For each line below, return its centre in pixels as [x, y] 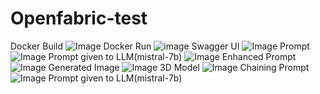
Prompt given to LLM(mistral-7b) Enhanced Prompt [172, 56]
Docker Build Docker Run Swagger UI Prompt [160, 46]
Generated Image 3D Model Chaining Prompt [179, 67]
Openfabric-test [79, 18]
